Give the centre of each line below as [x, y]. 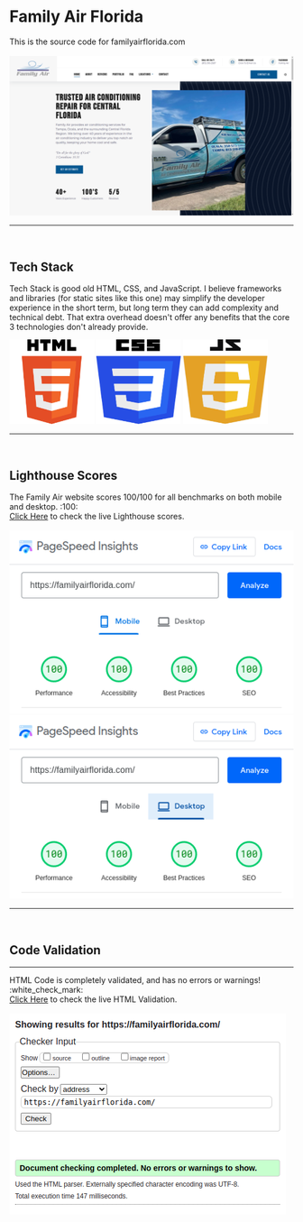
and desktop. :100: [44, 507]
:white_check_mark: [46, 990]
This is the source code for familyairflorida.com [97, 41]
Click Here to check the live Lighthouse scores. [97, 517]
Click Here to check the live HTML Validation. [93, 999]
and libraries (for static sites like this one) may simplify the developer [138, 299]
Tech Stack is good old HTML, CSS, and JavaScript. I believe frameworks [146, 289]
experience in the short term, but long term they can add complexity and [144, 308]
